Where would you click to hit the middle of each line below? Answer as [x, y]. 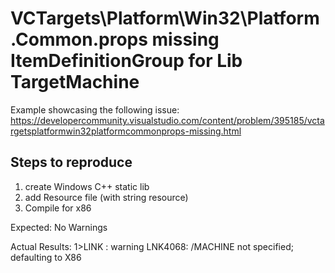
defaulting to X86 [46, 257]
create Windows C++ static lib [87, 186]
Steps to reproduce [71, 162]
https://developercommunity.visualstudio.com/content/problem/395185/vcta [167, 120]
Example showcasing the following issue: [95, 109]
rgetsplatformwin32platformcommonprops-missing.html [126, 131]
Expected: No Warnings [59, 227]
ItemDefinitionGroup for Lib [126, 61]
